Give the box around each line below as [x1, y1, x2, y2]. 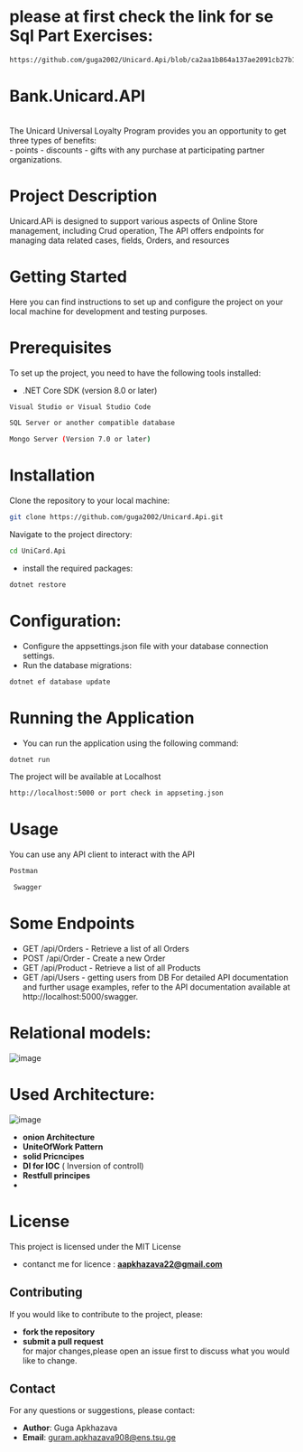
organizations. [9, 154, 63, 164]
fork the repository [22, 1326, 96, 1337]
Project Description [9, 185, 158, 206]
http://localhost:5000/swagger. [22, 991, 139, 1001]
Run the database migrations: [22, 659, 133, 670]
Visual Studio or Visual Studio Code [9, 402, 151, 412]
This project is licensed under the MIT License [9, 1241, 182, 1252]
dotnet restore [9, 580, 67, 589]
